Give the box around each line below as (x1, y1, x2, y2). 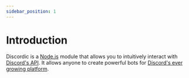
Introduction (6, 33, 68, 47)
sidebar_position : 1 (6, 8, 57, 15)
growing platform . (6, 65, 49, 72)
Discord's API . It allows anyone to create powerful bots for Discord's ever (6, 59, 183, 66)
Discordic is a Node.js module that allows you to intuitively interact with (6, 53, 178, 60)
